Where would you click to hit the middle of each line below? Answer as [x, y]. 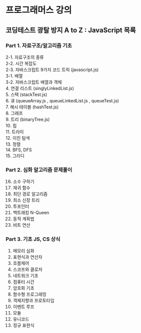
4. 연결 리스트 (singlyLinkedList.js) [40, 88]
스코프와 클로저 [28, 269]
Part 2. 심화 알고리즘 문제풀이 [39, 169]
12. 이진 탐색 [18, 138]
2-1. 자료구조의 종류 [25, 57]
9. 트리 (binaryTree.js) [28, 119]
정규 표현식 [24, 326]
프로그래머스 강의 [39, 10]
